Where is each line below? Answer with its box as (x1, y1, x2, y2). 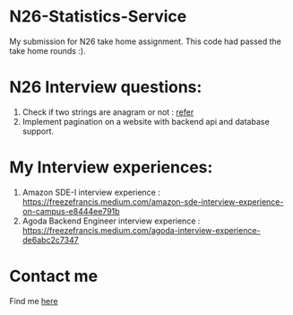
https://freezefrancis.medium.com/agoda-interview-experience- (22, 224, 262, 235)
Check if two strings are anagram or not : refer (22, 106, 194, 118)
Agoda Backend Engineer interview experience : (22, 215, 201, 226)
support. (22, 126, 55, 136)
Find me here (9, 295, 58, 306)
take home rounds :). (9, 45, 87, 56)
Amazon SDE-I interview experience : (22, 187, 161, 197)
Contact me (9, 267, 99, 286)
